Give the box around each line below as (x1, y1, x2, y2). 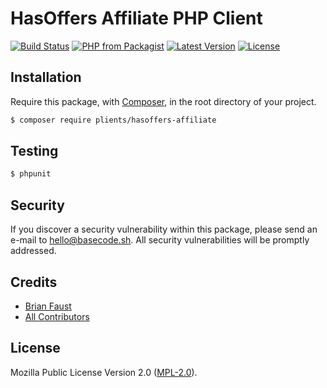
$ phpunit (10, 169, 52, 179)
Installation (10, 69, 82, 86)
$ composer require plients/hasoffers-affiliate (10, 115, 217, 125)
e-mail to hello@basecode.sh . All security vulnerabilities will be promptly (10, 234, 310, 246)
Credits (10, 273, 58, 291)
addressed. (10, 245, 57, 257)
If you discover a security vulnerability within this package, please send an (10, 223, 318, 236)
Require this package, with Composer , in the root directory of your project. (10, 95, 317, 107)
